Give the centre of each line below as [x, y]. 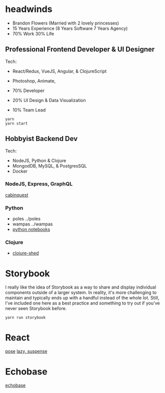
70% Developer [28, 90]
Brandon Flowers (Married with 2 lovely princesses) [65, 23]
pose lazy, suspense [26, 351]
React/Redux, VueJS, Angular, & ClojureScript [59, 71]
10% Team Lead [29, 110]
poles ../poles [26, 219]
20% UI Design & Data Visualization [49, 100]
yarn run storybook [25, 318]
